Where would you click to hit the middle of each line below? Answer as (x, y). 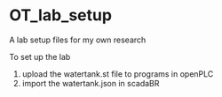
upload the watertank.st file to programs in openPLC (118, 74)
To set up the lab (40, 56)
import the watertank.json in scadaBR (91, 83)
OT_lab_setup (61, 15)
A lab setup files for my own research (78, 40)
